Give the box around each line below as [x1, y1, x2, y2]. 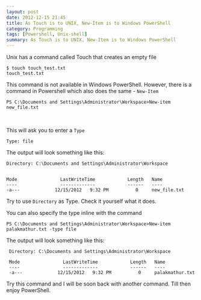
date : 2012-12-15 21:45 [6, 14, 66, 21]
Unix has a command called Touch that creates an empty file [6, 54, 156, 60]
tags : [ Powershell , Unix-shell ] [6, 31, 87, 37]
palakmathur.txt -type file [6, 226, 77, 232]
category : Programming [6, 25, 63, 32]
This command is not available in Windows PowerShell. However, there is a [6, 81, 192, 88]
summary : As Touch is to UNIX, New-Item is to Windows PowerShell [6, 37, 176, 43]
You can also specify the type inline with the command [6, 209, 143, 216]
